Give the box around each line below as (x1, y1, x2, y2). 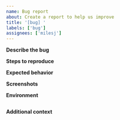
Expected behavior (6, 69, 54, 76)
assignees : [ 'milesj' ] (6, 30, 62, 36)
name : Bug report (6, 8, 49, 15)
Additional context (6, 108, 53, 115)
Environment (6, 92, 38, 99)
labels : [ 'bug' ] (6, 25, 46, 31)
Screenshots (6, 80, 38, 88)
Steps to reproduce (6, 58, 54, 65)
